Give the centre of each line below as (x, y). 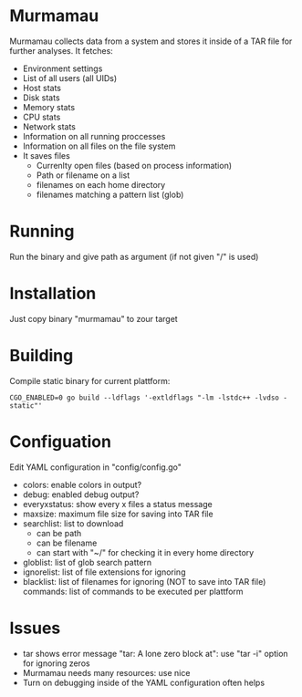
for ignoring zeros (56, 663)
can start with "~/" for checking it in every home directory (145, 552)
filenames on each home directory (101, 184)
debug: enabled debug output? (81, 494)
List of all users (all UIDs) (69, 78)
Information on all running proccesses (94, 136)
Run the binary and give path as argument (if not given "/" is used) (134, 256)
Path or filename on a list (83, 175)
